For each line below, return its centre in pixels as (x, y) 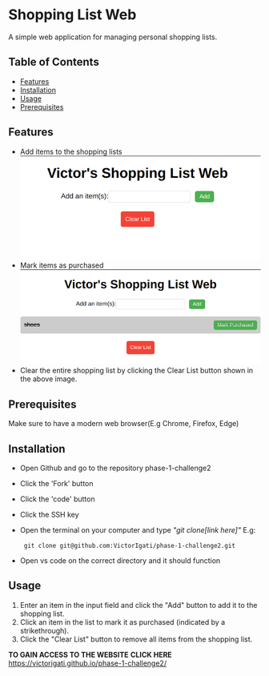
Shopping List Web (72, 15)
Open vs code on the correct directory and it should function (120, 561)
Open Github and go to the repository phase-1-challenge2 (115, 468)
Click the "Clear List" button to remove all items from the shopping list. (136, 639)
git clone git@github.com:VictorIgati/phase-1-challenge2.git (130, 546)
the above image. (48, 379)
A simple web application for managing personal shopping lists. (113, 37)
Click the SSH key (49, 515)
